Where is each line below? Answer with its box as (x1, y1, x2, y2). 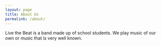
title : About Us (5, 12, 39, 17)
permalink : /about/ (5, 16, 46, 21)
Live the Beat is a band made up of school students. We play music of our (5, 30, 156, 36)
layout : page (5, 7, 32, 12)
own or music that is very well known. (5, 35, 82, 41)
